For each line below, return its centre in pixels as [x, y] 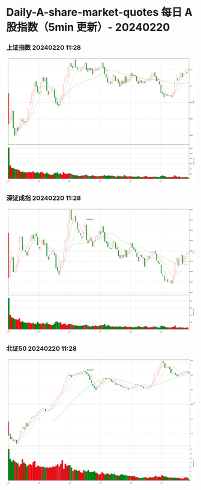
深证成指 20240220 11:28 [43, 198]
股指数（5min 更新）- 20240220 [88, 27]
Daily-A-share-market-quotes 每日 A [100, 12]
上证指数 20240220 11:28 [43, 47]
